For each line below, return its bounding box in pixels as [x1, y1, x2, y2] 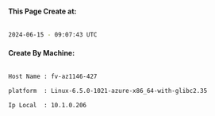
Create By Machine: [8, 48, 75, 57]
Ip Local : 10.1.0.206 [8, 102, 87, 110]
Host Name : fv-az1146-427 [8, 72, 98, 81]
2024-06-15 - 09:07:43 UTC [8, 31, 98, 39]
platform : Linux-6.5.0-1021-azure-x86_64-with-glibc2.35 [8, 87, 208, 95]
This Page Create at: [8, 6, 77, 16]
